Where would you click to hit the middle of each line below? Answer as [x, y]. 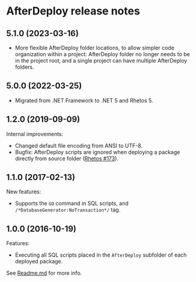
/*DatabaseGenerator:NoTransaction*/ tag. [68, 210]
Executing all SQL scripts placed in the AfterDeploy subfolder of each [101, 255]
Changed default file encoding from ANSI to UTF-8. [79, 145]
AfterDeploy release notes [73, 11]
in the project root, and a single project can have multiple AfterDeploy [101, 61]
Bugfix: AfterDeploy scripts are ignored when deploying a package [97, 152]
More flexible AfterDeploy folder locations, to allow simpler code [94, 48]
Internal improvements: [35, 134]
